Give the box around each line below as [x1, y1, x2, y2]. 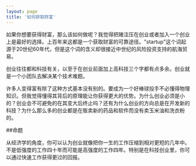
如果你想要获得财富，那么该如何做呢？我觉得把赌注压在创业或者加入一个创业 [6, 30, 190, 38]
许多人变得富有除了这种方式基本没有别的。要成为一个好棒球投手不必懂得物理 [6, 85, 190, 92]
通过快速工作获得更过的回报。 [10, 153, 83, 161]
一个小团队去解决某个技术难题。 [10, 72, 88, 79]
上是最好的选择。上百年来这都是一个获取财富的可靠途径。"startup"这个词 [6, 38, 181, 45]
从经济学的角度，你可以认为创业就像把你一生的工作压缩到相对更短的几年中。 [6, 139, 190, 146]
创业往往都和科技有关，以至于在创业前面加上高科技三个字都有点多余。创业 [6, 65, 185, 72]
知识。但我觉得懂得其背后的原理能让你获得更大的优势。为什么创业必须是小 [6, 92, 185, 99]
